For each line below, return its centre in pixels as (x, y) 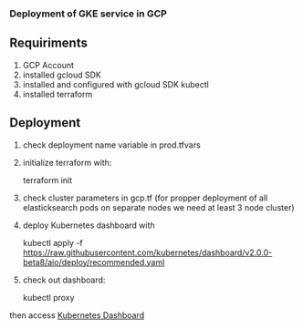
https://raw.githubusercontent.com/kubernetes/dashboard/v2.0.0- (147, 252)
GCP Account (48, 65)
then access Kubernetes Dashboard (77, 315)
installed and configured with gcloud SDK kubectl (116, 84)
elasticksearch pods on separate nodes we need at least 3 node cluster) (158, 207)
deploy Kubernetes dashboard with (89, 225)
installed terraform (57, 94)
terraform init (47, 180)
